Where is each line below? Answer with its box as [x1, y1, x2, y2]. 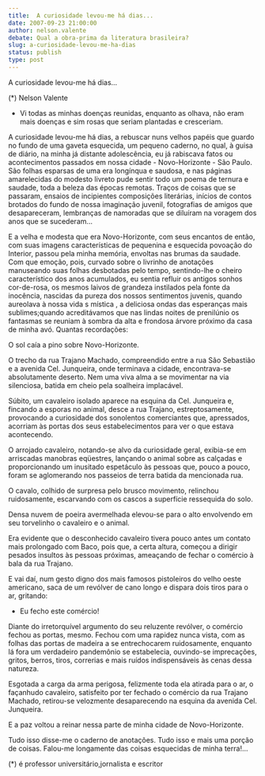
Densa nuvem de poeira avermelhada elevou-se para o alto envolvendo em [8, 509, 253, 519]
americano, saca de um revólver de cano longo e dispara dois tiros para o [8, 582, 249, 592]
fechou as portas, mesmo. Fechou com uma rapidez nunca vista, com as [8, 630, 245, 640]
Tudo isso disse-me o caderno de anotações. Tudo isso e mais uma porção [8, 735, 254, 744]
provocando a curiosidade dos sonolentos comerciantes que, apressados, [8, 413, 250, 422]
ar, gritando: [8, 590, 48, 600]
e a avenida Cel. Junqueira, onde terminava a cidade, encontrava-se [8, 363, 232, 373]
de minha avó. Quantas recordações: [8, 325, 129, 334]
